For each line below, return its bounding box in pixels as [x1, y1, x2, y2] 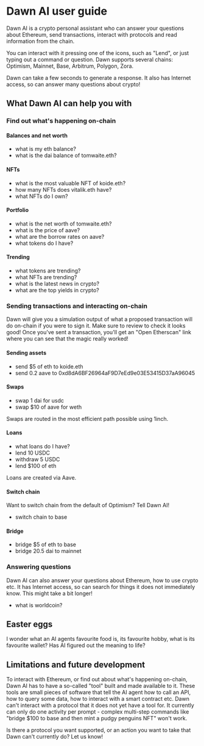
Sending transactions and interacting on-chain [6, 301, 148, 310]
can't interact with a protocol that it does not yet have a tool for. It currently [6, 701, 195, 709]
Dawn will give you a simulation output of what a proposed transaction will [6, 316, 193, 323]
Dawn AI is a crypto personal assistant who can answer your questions [6, 24, 185, 32]
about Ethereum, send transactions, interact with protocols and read [6, 31, 178, 38]
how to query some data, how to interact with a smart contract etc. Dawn [6, 695, 190, 703]
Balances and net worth [6, 131, 68, 139]
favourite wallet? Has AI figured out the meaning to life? [6, 642, 146, 649]
